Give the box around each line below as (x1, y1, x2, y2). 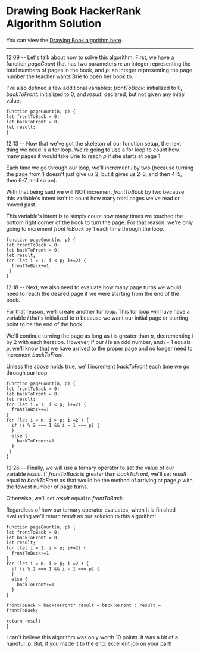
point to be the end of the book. (6, 320, 85, 327)
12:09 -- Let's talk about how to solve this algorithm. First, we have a (6, 54, 174, 61)
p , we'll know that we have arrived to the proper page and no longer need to (6, 345, 193, 352)
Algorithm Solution (6, 17, 102, 30)
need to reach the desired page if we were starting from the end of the (6, 290, 180, 297)
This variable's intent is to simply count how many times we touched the (6, 212, 183, 219)
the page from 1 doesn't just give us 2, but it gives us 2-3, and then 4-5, (6, 170, 182, 177)
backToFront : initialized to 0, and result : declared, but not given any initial (6, 91, 186, 98)
